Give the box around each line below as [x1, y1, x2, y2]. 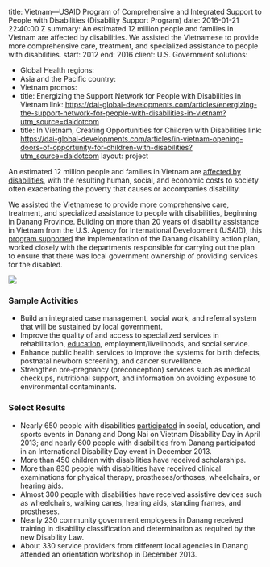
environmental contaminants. [19, 382, 117, 392]
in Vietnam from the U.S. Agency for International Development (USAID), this [8, 225, 263, 235]
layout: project [100, 151, 149, 161]
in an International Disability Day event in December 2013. [19, 446, 212, 456]
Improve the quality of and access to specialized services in [19, 330, 219, 340]
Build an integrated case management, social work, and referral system [19, 313, 257, 323]
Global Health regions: [19, 65, 95, 75]
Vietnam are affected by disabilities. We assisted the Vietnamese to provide [8, 32, 260, 42]
